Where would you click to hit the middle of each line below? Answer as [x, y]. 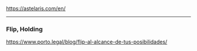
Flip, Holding [24, 29]
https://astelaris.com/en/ [36, 8]
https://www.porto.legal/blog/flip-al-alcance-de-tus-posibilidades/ [87, 42]
